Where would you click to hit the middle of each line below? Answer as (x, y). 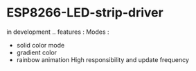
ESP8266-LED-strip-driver (85, 13)
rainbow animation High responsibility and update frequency (103, 59)
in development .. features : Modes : (58, 32)
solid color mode (41, 45)
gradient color (36, 52)
